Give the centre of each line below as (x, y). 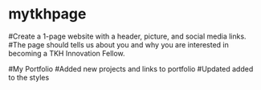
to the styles (29, 77)
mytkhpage (47, 14)
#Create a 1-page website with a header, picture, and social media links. (127, 36)
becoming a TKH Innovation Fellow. (67, 53)
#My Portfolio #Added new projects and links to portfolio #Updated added (131, 68)
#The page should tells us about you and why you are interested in (118, 44)
